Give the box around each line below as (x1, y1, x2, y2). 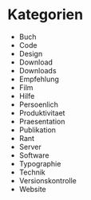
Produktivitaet (18, 108, 65, 117)
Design (18, 49, 43, 58)
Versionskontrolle (18, 175, 77, 185)
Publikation (18, 125, 57, 135)
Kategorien (7, 6, 84, 24)
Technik (18, 167, 45, 177)
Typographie (18, 159, 61, 168)
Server (18, 142, 42, 151)
